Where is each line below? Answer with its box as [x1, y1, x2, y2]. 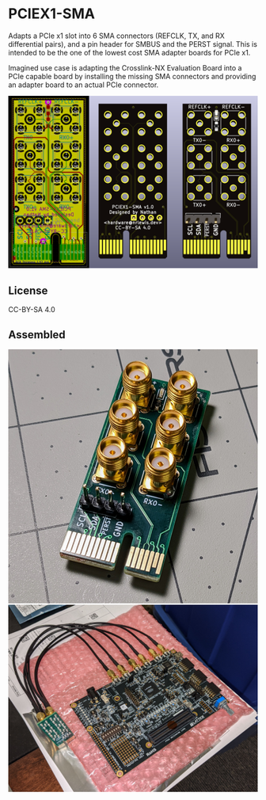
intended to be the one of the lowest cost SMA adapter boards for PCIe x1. [8, 48, 251, 57]
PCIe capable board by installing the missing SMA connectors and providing [8, 71, 256, 81]
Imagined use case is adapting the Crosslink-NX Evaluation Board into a [8, 63, 242, 72]
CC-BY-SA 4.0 [8, 305, 55, 314]
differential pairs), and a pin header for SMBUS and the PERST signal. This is [8, 39, 257, 48]
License [8, 284, 48, 297]
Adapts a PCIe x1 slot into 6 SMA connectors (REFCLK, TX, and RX [8, 31, 226, 40]
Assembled [8, 328, 66, 341]
